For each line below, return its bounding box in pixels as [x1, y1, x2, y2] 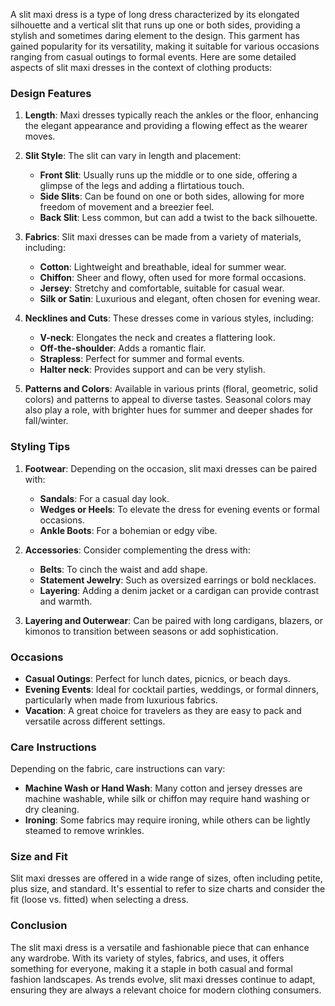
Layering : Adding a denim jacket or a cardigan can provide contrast [39, 584, 319, 596]
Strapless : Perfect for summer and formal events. [39, 353, 245, 365]
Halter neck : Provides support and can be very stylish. [39, 364, 266, 376]
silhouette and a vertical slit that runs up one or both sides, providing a [10, 19, 301, 31]
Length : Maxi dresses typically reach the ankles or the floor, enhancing [24, 109, 319, 121]
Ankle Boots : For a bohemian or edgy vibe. [39, 524, 218, 536]
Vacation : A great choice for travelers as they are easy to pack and [24, 704, 302, 716]
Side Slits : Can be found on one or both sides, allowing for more [39, 190, 305, 203]
